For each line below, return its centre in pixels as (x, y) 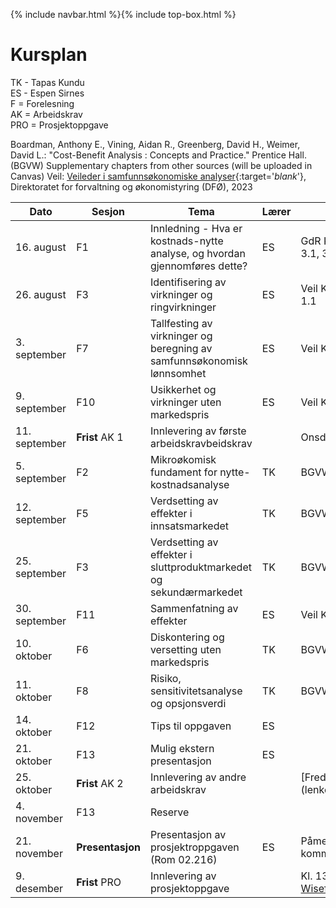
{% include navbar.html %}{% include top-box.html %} (123, 14)
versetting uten (185, 649)
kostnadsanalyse (189, 484)
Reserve (169, 812)
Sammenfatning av (194, 608)
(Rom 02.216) (183, 859)
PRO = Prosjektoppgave (59, 125)
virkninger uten (185, 402)
